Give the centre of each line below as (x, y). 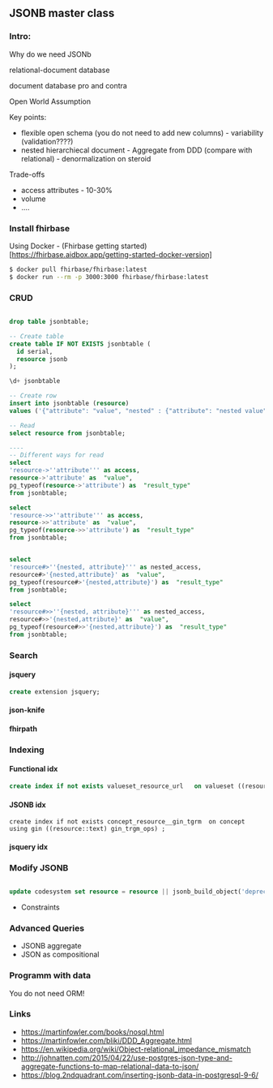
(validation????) (47, 141)
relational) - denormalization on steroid (86, 158)
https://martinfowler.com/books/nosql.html (92, 1032)
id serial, (35, 351)
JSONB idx (28, 804)
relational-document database (60, 70)
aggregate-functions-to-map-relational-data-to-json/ (110, 1066)
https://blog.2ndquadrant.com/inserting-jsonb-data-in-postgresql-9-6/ (139, 1075)
